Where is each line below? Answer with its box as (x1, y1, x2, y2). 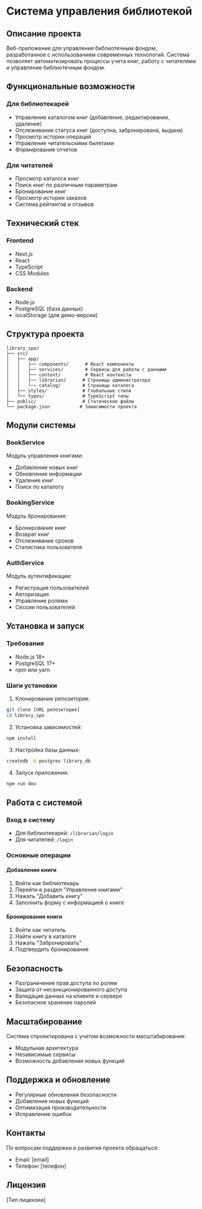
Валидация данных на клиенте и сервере (15, 992, 123, 1000)
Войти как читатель (15, 926, 66, 934)
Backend (6, 284, 33, 293)
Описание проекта (6, 29, 81, 39)
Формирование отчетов (15, 146, 78, 153)
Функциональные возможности (6, 81, 135, 92)
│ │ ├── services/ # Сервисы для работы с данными (6, 366, 167, 372)
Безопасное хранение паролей (15, 999, 96, 1006)
